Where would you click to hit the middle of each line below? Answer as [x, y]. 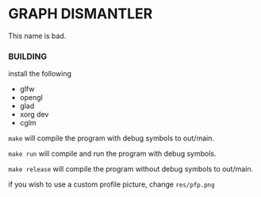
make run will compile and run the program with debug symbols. [112, 154]
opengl [31, 98]
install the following [40, 74]
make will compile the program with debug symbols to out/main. [111, 138]
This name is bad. [37, 36]
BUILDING [28, 56]
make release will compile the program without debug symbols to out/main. [131, 169]
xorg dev [34, 114]
